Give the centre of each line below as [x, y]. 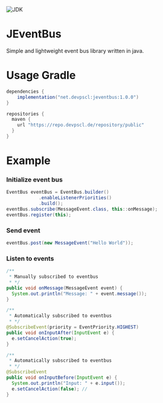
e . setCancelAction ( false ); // [50, 389]
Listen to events [30, 259]
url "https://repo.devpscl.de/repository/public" [81, 125]
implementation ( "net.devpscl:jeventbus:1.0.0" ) [78, 97]
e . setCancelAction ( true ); [44, 338]
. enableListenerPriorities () [75, 198]
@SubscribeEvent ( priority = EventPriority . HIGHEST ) [72, 327]
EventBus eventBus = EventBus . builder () [58, 192]
